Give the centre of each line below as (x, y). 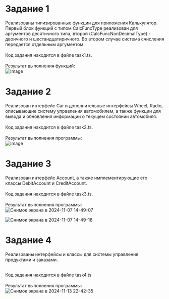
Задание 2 (28, 92)
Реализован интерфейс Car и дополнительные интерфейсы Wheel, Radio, (84, 105)
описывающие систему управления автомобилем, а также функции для (83, 111)
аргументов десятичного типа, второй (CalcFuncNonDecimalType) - (78, 33)
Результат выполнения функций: (40, 66)
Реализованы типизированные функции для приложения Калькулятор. (81, 23)
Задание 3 (28, 164)
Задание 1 (27, 9)
